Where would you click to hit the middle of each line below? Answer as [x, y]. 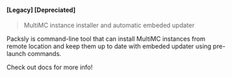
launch [16, 54]
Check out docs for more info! [50, 67]
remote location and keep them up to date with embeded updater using [109, 46]
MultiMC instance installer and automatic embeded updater [109, 25]
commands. [45, 54]
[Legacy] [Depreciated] [41, 10]
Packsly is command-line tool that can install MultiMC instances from [106, 39]
